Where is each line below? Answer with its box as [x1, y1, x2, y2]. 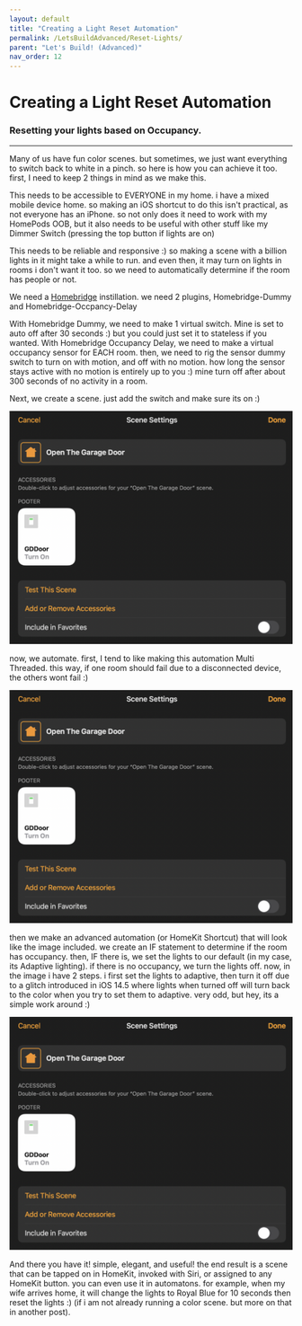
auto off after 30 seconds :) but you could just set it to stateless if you [9, 328, 268, 339]
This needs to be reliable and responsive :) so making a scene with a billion [9, 245, 288, 256]
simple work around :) [9, 999, 91, 1010]
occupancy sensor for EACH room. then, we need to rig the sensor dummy [9, 347, 286, 358]
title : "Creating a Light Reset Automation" [9, 23, 179, 33]
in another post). [9, 1307, 71, 1318]
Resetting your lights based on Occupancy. [9, 124, 202, 137]
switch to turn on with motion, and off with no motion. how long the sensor [9, 356, 286, 367]
